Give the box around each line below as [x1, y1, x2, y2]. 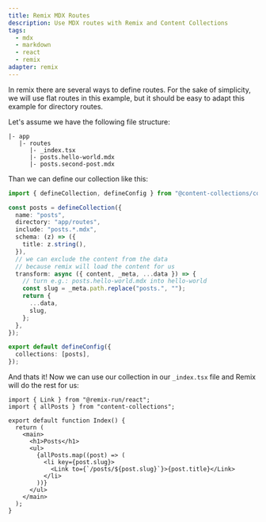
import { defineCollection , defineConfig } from [8, 189, 172, 197]
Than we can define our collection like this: [8, 173, 149, 183]
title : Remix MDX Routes [8, 11, 90, 20]
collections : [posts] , [15, 350, 90, 359]
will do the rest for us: [8, 381, 79, 390]
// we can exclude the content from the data [15, 255, 169, 263]
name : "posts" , [15, 211, 66, 219]
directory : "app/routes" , [15, 219, 101, 227]
